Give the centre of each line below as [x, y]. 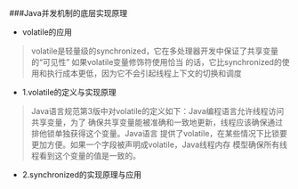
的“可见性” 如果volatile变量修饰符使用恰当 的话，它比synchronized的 [156, 62]
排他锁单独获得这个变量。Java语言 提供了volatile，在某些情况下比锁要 [159, 133]
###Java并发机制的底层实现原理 [68, 13]
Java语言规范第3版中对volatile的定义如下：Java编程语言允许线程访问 [157, 111]
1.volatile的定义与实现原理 [69, 92]
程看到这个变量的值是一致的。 [85, 156]
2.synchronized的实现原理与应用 [82, 175]
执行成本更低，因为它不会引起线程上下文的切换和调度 [144, 73]
